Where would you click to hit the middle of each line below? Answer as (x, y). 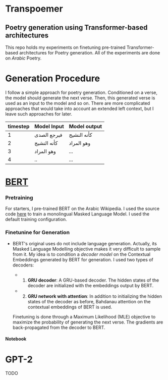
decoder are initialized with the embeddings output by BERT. (91, 285)
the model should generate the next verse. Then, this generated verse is (80, 98)
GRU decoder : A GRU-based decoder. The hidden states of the (93, 280)
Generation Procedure (52, 78)
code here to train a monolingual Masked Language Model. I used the (77, 214)
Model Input (49, 126)
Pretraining (19, 198)
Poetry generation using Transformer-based (76, 28)
